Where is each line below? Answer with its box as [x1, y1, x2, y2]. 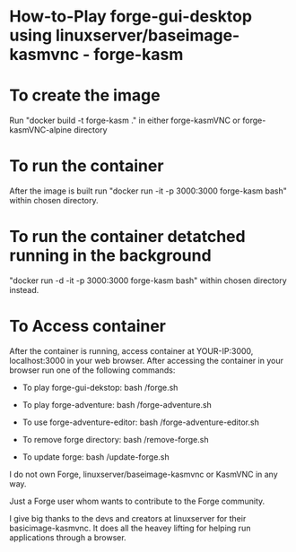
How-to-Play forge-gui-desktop [9, 6, 253, 27]
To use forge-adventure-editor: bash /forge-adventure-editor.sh [22, 417, 260, 427]
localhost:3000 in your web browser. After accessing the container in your [9, 355, 284, 366]
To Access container [9, 316, 167, 337]
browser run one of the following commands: [9, 365, 176, 375]
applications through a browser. [9, 531, 127, 543]
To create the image [9, 85, 161, 106]
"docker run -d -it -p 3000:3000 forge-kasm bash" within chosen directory [9, 275, 287, 286]
